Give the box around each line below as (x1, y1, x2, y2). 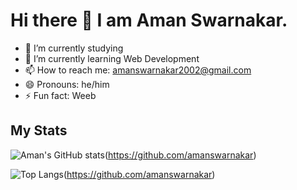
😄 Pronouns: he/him (24, 78, 110, 90)
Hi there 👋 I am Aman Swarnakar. (10, 9, 288, 32)
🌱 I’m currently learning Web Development (24, 52, 200, 64)
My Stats (10, 122, 68, 139)
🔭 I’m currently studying (24, 42, 124, 54)
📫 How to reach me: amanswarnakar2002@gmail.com (24, 64, 252, 76)
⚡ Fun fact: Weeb (24, 89, 97, 101)
